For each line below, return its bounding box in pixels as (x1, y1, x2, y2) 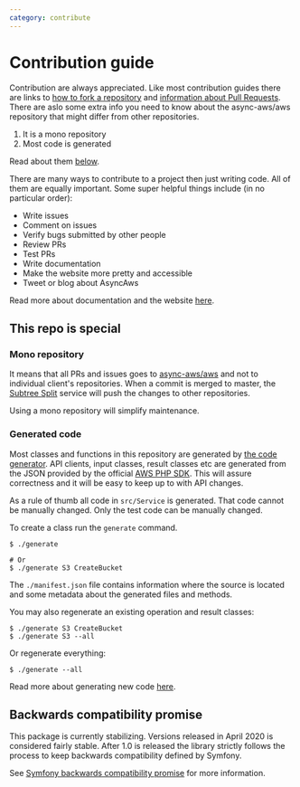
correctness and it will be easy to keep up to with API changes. (9, 477, 244, 488)
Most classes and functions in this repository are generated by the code (9, 449, 277, 460)
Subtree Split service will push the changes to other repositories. (9, 388, 251, 399)
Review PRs (22, 239, 67, 250)
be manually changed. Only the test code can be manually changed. (9, 504, 264, 516)
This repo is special (9, 320, 122, 336)
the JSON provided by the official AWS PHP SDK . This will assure (9, 468, 252, 479)
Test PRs (22, 248, 56, 259)
